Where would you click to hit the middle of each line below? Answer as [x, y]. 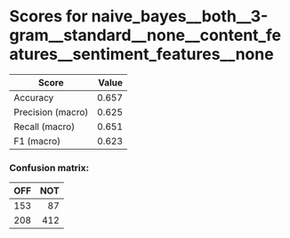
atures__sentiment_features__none [141, 54]
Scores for [48, 16]
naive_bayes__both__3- [180, 16]
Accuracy [34, 97]
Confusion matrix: [49, 168]
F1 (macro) [37, 141]
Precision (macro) [51, 111]
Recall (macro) [44, 127]
